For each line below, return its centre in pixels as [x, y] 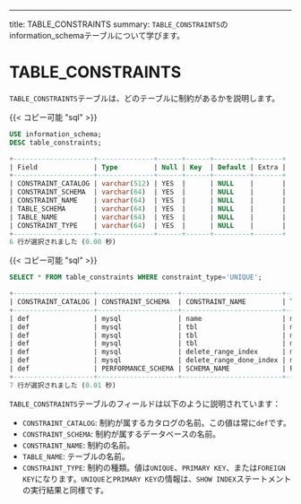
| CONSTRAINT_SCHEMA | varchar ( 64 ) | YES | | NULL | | [148, 192]
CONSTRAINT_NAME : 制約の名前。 [78, 445]
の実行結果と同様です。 [65, 490]
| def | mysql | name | [148, 318]
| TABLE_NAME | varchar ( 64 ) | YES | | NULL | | [148, 217]
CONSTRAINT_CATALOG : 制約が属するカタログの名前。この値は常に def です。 [156, 422]
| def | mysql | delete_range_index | [148, 352]
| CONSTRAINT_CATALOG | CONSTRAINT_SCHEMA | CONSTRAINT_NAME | [148, 302]
